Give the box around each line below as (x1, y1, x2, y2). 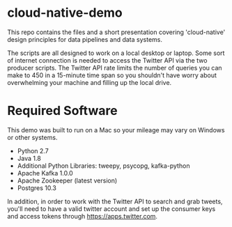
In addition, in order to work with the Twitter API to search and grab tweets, (7, 197, 223, 205)
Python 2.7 (17, 146, 49, 155)
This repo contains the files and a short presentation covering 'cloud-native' (7, 28, 226, 36)
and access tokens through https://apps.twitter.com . (7, 212, 158, 220)
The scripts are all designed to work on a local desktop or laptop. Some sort (7, 49, 225, 57)
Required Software (7, 103, 118, 119)
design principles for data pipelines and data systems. (7, 35, 162, 43)
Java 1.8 (17, 154, 42, 162)
